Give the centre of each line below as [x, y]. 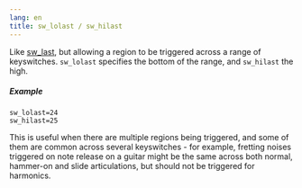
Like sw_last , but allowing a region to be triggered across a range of [135, 51]
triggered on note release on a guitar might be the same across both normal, [151, 157]
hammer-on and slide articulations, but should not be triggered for [132, 166]
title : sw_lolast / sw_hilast [66, 26]
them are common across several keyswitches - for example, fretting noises [151, 147]
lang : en [26, 18]
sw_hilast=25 [34, 121]
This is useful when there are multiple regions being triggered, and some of [149, 138]
